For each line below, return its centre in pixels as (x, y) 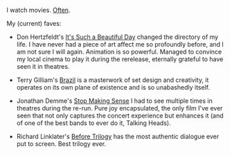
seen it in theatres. (43, 66)
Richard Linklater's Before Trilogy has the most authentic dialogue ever (118, 136)
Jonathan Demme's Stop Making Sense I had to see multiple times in (114, 101)
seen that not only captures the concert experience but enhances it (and (120, 115)
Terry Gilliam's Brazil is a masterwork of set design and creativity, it (113, 80)
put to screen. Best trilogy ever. (61, 144)
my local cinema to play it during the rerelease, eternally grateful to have (120, 59)
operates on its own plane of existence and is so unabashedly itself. (113, 87)
